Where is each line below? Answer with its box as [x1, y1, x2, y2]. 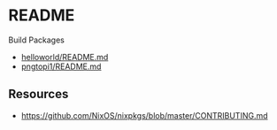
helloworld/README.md [20, 51, 109, 62]
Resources [8, 87, 69, 102]
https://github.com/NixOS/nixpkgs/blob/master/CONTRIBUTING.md [20, 110, 268, 120]
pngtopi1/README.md [20, 61, 102, 72]
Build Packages [8, 34, 65, 45]
